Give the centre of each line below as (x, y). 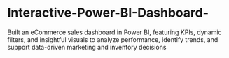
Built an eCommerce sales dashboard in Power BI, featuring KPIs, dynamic (114, 32)
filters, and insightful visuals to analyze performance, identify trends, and (113, 39)
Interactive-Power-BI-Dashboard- (108, 13)
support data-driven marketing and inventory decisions (87, 47)
